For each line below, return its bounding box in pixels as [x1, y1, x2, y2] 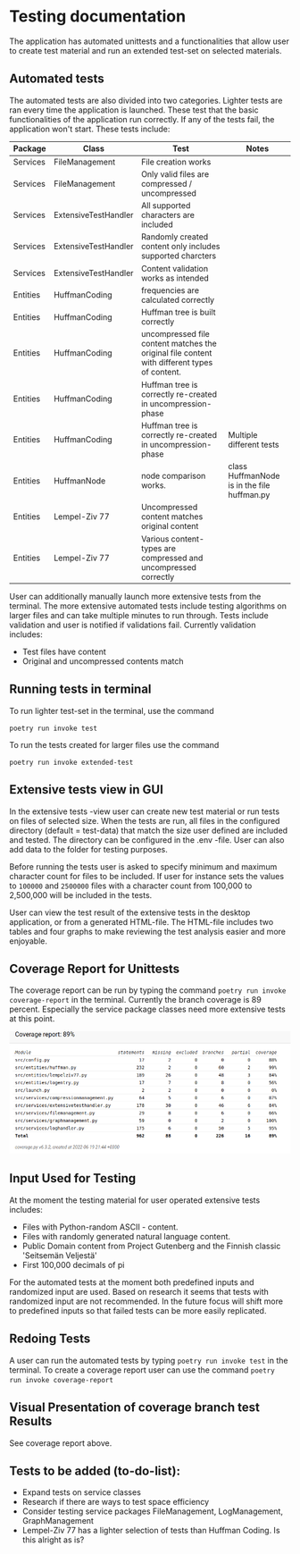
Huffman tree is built [141, 307, 216, 317]
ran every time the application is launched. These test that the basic [9, 105, 259, 115]
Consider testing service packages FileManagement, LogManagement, [21, 1506, 284, 1516]
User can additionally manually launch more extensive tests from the [9, 592, 262, 601]
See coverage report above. [9, 1437, 112, 1449]
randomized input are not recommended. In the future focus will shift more [9, 1296, 284, 1306]
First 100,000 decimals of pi [21, 1259, 125, 1270]
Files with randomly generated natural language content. [21, 1231, 230, 1241]
